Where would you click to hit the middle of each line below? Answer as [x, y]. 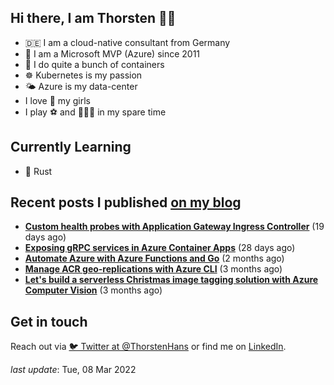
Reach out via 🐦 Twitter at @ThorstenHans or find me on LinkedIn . [148, 347]
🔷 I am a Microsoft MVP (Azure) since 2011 [112, 53]
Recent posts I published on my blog [126, 202]
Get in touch [49, 321]
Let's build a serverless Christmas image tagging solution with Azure [171, 280]
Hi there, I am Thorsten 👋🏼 [93, 18]
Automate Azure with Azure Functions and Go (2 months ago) [154, 258]
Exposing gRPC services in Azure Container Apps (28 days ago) [160, 248]
